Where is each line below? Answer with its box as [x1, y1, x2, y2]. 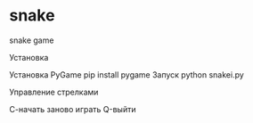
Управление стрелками [9, 86, 99, 97]
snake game [9, 35, 54, 45]
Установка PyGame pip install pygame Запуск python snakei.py [9, 69, 245, 80]
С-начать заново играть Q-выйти [9, 103, 136, 114]
